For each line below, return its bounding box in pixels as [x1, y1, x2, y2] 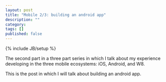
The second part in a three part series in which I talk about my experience [5, 55, 161, 61]
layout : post [5, 7, 33, 13]
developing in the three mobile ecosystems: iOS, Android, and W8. [5, 61, 145, 67]
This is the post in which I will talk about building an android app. [5, 71, 141, 77]
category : [5, 22, 27, 27]
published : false [5, 31, 42, 36]
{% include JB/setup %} [5, 46, 56, 51]
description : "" [5, 17, 40, 22]
